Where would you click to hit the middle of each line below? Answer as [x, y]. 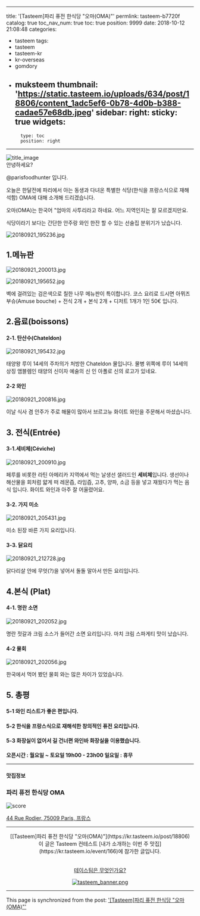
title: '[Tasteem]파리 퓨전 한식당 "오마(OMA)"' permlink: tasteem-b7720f [93, 16]
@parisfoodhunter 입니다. [37, 177]
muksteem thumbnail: [56, 85]
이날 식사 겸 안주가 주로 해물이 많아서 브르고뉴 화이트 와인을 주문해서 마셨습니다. [99, 412]
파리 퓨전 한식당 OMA [36, 792]
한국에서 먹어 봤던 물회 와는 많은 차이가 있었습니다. [65, 675]
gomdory [26, 66]
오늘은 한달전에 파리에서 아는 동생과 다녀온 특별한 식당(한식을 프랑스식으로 [92, 190]
